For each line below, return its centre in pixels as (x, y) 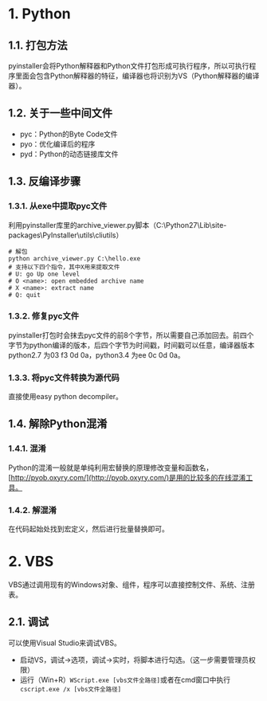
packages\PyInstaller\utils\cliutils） (66, 235)
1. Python (40, 14)
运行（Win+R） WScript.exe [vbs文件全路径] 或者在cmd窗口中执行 (125, 679)
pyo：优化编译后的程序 (57, 143)
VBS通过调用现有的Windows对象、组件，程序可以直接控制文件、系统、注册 (132, 585)
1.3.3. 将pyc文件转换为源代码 (64, 378)
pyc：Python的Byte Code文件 (69, 134)
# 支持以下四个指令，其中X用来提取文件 (64, 267)
